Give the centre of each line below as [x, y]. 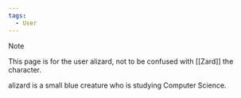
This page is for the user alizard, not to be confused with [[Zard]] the [121, 61]
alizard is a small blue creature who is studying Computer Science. [117, 85]
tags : [17, 16]
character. [25, 69]
